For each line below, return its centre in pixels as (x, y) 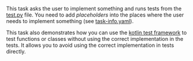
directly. (16, 52)
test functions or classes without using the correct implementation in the (95, 39)
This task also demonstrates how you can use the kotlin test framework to (96, 33)
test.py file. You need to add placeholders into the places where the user (95, 15)
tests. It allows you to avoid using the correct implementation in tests (90, 45)
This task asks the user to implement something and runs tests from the (94, 9)
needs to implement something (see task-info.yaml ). (70, 21)
